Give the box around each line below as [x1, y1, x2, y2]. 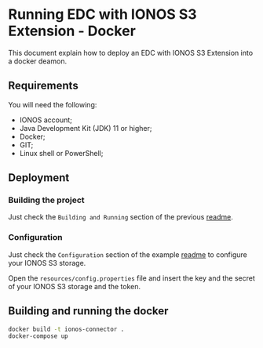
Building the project [8, 194, 85, 205]
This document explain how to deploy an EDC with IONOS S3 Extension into [8, 48, 254, 57]
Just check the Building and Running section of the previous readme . [8, 212, 233, 222]
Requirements [8, 79, 79, 92]
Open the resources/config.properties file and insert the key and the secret [8, 273, 255, 283]
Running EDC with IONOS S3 [8, 5, 198, 24]
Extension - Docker [8, 22, 136, 40]
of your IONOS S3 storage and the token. [8, 281, 141, 291]
